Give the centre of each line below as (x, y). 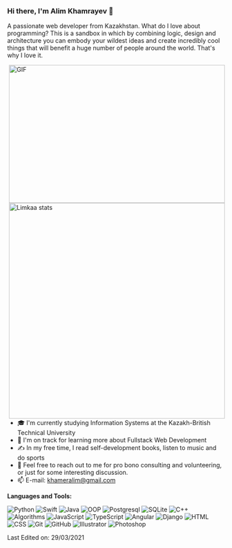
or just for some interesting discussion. (72, 473)
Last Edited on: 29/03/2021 (46, 538)
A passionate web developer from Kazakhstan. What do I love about (104, 26)
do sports (31, 458)
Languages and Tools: (40, 496)
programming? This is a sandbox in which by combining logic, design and (112, 33)
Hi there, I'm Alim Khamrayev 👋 (60, 11)
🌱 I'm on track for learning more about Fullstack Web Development (112, 440)
